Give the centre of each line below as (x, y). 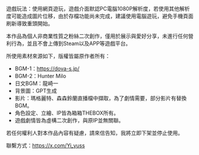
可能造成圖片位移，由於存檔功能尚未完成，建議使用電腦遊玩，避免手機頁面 (102, 16)
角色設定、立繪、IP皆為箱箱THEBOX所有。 (67, 113)
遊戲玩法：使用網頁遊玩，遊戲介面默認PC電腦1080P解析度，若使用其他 (93, 9)
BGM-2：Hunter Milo (40, 76)
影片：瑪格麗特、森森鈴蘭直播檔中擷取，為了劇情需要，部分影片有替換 (101, 98)
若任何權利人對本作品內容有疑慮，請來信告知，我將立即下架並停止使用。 (94, 133)
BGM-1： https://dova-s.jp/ (47, 69)
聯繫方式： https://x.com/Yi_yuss (45, 146)
